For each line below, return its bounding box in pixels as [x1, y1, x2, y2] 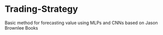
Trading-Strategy [4, 3, 78, 15]
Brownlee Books [4, 25, 38, 31]
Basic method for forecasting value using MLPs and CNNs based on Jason [4, 20, 158, 26]
